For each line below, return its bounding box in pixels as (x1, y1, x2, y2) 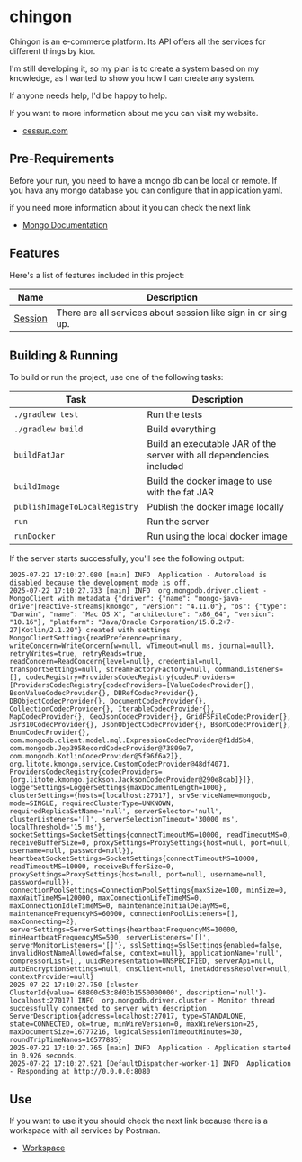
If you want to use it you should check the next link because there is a (9, 1115, 268, 1127)
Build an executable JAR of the (147, 438, 277, 450)
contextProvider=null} (9, 973, 94, 982)
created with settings (85, 626, 171, 635)
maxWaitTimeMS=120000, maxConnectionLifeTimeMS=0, (9, 894, 203, 903)
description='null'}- (185, 988, 268, 997)
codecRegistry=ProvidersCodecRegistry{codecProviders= (25, 673, 235, 682)
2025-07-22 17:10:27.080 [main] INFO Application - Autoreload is (9, 570, 268, 580)
